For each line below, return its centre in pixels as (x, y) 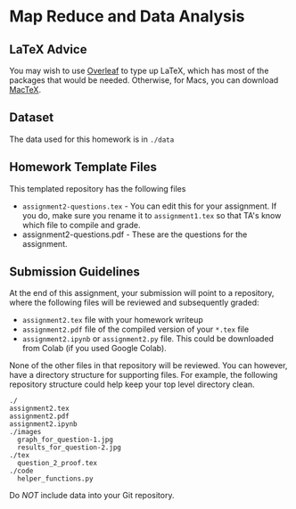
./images (25, 432)
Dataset (32, 118)
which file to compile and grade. (81, 225)
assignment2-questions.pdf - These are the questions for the (135, 234)
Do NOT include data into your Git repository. (92, 496)
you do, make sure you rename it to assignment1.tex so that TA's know (152, 215)
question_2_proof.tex (58, 464)
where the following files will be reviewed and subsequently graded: (135, 303)
